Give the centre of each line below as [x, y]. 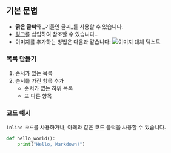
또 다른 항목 [38, 96]
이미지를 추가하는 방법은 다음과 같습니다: [63, 42]
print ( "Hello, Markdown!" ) [51, 145]
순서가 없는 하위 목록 [49, 88]
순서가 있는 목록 [34, 73]
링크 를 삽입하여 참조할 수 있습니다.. [56, 34]
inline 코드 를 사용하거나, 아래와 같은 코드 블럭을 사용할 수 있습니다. [86, 127]
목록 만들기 [22, 59]
